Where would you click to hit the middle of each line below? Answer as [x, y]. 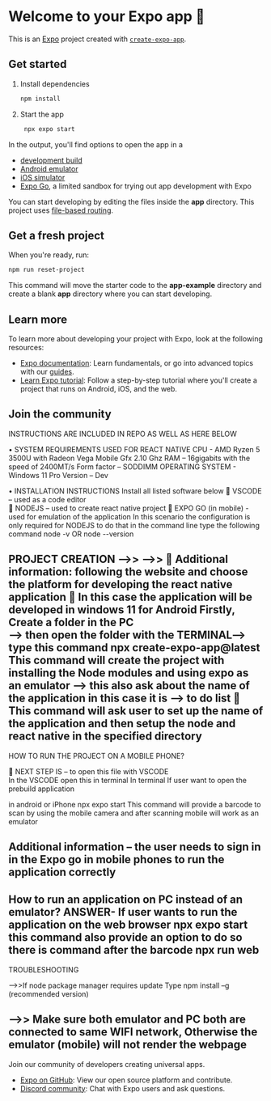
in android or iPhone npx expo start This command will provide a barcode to [135, 804]
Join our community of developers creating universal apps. [107, 1064]
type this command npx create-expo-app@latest [134, 648]
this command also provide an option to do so [125, 938]
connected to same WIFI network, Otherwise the [133, 1032]
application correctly [62, 872]
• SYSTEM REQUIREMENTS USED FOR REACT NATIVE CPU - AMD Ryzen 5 [134, 449]
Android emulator [49, 168]
